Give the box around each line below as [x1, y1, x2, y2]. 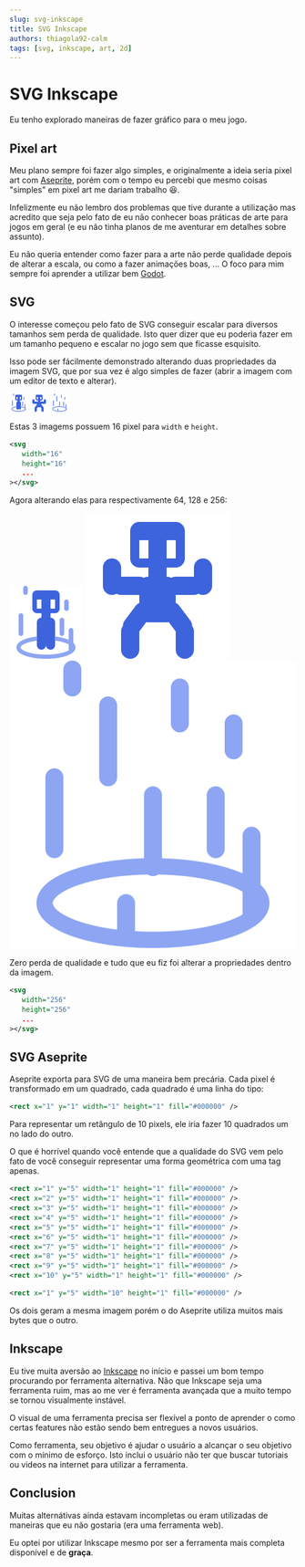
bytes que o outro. [9, 1314, 79, 1325]
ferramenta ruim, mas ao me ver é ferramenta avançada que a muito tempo [9, 1384, 291, 1395]
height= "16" [21, 459, 67, 468]
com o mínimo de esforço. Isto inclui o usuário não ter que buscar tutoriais [9, 1449, 289, 1460]
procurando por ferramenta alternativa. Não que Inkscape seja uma [9, 1374, 262, 1386]
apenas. [9, 1165, 40, 1176]
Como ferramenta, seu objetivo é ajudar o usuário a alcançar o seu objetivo [9, 1439, 292, 1450]
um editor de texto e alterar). [9, 375, 117, 386]
